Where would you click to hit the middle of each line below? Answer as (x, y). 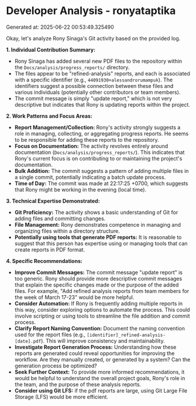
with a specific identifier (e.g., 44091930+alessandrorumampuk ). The (94, 80)
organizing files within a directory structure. (67, 231)
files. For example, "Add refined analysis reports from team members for (102, 291)
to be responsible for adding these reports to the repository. (87, 139)
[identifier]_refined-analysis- (126, 335)
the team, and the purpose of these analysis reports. (78, 384)
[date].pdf (28, 341)
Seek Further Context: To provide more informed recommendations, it (99, 372)
